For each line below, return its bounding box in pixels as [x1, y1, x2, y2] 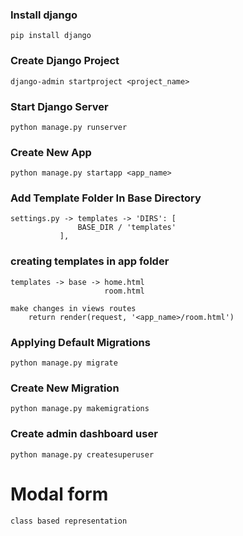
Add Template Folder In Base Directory [10, 191, 202, 205]
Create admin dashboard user [10, 427, 158, 441]
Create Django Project [10, 54, 120, 68]
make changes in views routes [10, 303, 137, 313]
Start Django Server [10, 99, 109, 113]
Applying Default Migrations [10, 335, 151, 349]
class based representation [10, 516, 128, 526]
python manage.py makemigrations [10, 404, 150, 414]
